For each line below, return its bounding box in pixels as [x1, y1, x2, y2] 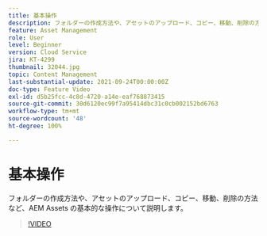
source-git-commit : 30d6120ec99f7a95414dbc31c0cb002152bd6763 [8, 100, 219, 108]
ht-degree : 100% [8, 122, 62, 130]
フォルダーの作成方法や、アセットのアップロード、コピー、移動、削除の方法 [8, 193, 258, 203]
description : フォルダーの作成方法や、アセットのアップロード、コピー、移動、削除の [8, 19, 256, 27]
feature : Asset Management [8, 26, 98, 34]
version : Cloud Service [8, 48, 87, 56]
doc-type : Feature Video [8, 85, 91, 93]
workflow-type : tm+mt [8, 108, 80, 116]
